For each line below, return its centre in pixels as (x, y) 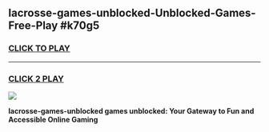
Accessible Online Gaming (53, 119)
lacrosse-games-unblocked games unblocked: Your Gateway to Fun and (131, 110)
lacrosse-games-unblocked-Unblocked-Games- (132, 13)
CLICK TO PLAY (39, 49)
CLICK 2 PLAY (36, 78)
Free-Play (33, 26)
